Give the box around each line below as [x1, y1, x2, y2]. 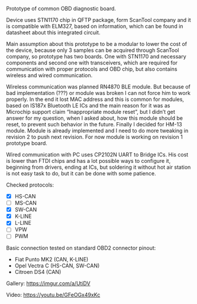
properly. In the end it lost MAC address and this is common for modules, [6, 96, 185, 103]
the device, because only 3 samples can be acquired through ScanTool [6, 47, 179, 54]
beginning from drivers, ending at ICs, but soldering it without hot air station [6, 164, 191, 171]
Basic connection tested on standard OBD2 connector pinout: [6, 244, 156, 251]
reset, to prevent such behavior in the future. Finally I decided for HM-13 [6, 121, 182, 128]
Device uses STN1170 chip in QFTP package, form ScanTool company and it [6, 17, 191, 23]
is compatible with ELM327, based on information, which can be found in [6, 23, 183, 30]
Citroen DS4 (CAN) [14, 269, 62, 276]
